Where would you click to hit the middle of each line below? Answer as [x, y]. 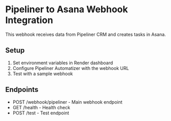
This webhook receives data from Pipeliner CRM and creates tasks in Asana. [86, 34]
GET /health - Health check [41, 107]
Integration [29, 20]
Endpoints [22, 90]
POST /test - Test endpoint [41, 113]
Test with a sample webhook [43, 74]
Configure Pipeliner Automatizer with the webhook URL [71, 68]
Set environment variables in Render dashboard [63, 63]
